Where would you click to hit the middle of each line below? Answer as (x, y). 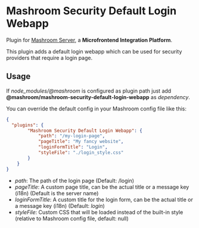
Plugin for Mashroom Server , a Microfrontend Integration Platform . (89, 40)
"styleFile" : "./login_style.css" (81, 153)
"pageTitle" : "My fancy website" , (81, 142)
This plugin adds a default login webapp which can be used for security (94, 51)
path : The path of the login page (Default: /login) (74, 180)
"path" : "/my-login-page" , (71, 136)
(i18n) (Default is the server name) (57, 193)
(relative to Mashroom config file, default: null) (72, 218)
